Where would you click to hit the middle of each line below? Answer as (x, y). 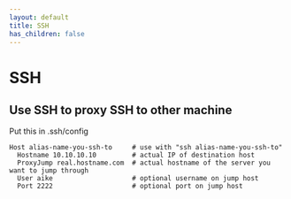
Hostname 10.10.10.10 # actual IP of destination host (136, 156)
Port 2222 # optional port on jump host (130, 187)
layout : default (39, 17)
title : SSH (29, 26)
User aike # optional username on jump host (138, 179)
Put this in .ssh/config (49, 131)
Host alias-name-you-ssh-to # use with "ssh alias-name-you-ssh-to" (146, 148)
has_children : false (47, 34)
